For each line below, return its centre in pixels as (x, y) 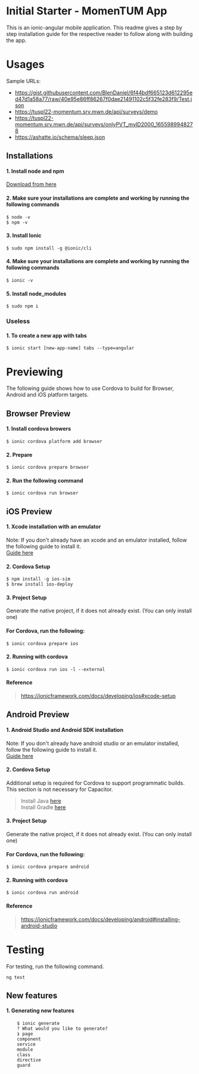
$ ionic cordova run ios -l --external (56, 669)
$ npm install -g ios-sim (38, 579)
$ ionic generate (38, 1024)
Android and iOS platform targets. (47, 395)
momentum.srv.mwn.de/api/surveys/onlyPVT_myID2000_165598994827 (104, 124)
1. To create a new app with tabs (47, 335)
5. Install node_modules (36, 294)
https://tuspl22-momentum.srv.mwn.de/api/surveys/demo (86, 111)
